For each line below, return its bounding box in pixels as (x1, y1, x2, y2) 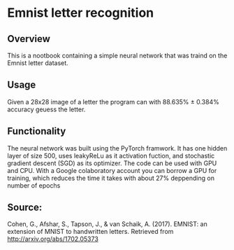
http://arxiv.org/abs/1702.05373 (7, 235, 99, 243)
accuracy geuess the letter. (7, 105, 86, 113)
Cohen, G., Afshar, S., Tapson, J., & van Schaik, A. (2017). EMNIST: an (7, 220, 207, 228)
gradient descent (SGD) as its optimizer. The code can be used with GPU (7, 159, 217, 167)
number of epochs (7, 181, 61, 190)
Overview (7, 33, 51, 45)
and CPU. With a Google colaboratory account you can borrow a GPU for (7, 166, 217, 174)
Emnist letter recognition (7, 5, 154, 21)
